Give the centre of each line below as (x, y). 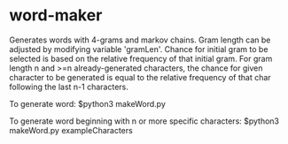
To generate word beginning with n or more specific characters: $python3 (144, 121)
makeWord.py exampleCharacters (71, 130)
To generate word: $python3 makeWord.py (88, 103)
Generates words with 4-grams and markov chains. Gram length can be (140, 40)
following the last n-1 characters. (69, 87)
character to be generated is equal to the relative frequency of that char (140, 77)
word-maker (56, 15)
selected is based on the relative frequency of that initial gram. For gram (141, 58)
